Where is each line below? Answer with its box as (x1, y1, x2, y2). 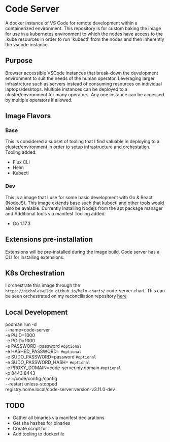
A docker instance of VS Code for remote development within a (5, 20, 138, 26)
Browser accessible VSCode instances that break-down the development (5, 70, 158, 76)
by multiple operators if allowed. (5, 97, 73, 103)
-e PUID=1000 (5, 332, 36, 339)
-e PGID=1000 (5, 338, 36, 344)
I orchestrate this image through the (5, 282, 80, 288)
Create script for (12, 425, 47, 431)
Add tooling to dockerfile (12, 431, 65, 437)
